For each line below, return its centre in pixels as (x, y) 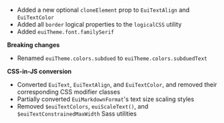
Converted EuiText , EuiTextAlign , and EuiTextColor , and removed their (117, 84)
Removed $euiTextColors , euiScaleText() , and (83, 106)
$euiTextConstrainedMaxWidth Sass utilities (77, 113)
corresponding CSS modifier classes (69, 92)
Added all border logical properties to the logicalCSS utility (99, 24)
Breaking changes (33, 45)
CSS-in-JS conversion (39, 71)
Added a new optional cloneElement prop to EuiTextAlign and (103, 10)
